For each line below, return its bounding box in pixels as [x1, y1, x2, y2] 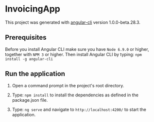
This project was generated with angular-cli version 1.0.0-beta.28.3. [5, 19, 141, 25]
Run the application [5, 70, 66, 78]
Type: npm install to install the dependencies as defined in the [12, 92, 138, 98]
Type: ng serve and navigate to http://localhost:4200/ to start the [12, 107, 147, 112]
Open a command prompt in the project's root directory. [12, 82, 124, 88]
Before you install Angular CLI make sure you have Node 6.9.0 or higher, [5, 46, 149, 52]
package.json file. [12, 97, 48, 103]
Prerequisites [5, 33, 47, 42]
